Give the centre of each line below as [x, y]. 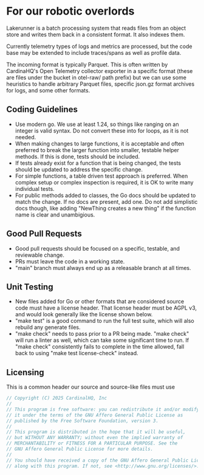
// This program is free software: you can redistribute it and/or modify [103, 409]
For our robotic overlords [70, 11]
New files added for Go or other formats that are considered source [100, 302]
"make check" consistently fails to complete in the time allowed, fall [100, 347]
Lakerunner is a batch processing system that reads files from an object [96, 28]
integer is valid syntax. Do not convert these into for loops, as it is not [102, 130]
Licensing [25, 372]
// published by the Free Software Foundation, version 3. [83, 421]
